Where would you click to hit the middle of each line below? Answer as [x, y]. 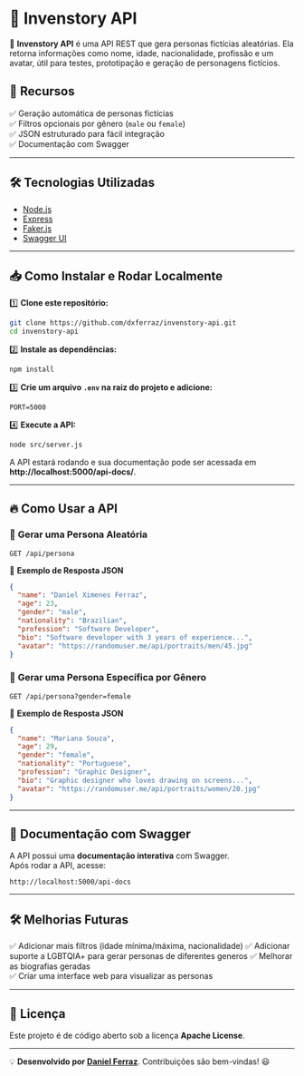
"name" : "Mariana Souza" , [66, 739]
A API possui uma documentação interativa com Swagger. [119, 856]
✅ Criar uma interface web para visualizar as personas [111, 976]
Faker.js [37, 228]
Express [38, 219]
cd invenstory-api [44, 332]
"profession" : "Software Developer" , [89, 629]
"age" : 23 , [38, 604]
